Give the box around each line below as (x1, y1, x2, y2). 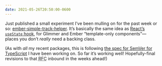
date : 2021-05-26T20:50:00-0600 (5, 7, 71, 12)
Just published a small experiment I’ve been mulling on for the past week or (5, 20, 158, 26)
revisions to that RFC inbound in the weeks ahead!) (5, 55, 108, 61)
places (5, 36, 19, 42)
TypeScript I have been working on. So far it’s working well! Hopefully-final (5, 50, 155, 56)
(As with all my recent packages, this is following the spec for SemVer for (5, 45, 153, 51)
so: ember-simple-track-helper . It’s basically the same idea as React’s (5, 25, 145, 32)
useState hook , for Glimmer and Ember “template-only (5, 31, 114, 36)
